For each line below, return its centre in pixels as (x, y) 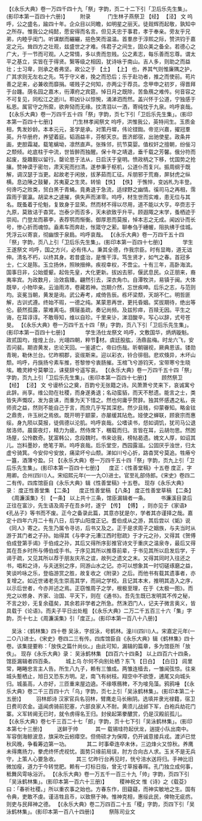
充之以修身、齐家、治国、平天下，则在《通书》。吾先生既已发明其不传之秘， (100, 596)
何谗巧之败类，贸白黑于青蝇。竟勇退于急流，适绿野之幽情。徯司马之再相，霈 (101, 189)
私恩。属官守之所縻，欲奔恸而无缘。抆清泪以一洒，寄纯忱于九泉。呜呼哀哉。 (101, 107)
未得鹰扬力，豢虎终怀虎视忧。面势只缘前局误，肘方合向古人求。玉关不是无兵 (101, 751)
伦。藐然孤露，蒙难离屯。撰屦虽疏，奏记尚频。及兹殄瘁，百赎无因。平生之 (98, 310)
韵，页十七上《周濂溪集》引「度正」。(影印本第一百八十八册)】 (83, 618)
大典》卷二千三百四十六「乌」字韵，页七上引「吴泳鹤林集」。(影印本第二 (101, 691)
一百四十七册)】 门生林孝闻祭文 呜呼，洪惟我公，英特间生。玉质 (103, 122)
